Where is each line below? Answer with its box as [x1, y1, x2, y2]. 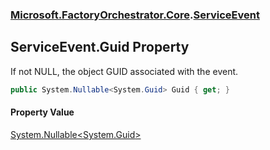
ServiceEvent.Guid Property [10, 39, 190, 56]
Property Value [10, 106, 75, 118]
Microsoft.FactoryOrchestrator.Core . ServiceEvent [10, 8, 260, 22]
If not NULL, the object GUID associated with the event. [10, 65, 239, 77]
